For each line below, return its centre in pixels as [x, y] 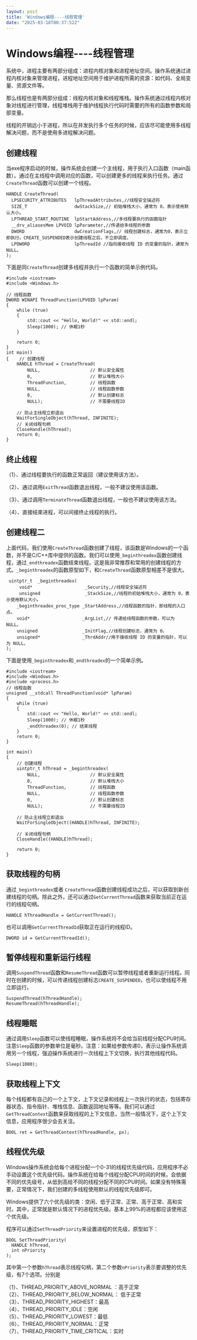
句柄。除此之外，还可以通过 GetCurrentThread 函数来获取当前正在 [104, 897]
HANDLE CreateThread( [33, 194]
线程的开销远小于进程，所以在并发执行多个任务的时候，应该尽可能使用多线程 [98, 125]
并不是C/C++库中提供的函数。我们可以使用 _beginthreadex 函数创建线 [99, 555]
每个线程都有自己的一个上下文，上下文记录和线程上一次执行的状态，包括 [93, 1099]
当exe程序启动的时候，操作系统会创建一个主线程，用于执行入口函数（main [96, 168]
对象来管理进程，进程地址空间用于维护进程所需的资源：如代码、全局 [103, 78]
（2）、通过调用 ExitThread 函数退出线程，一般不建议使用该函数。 [84, 487]
